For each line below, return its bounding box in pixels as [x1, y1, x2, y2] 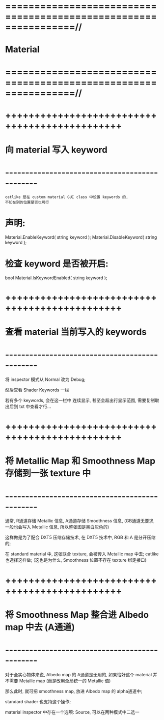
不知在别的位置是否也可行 [5, 200, 49, 204]
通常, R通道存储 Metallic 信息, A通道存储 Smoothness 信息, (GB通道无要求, [5, 518, 155, 524]
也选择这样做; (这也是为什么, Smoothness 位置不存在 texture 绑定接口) [5, 557, 147, 563]
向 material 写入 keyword [5, 144, 108, 155]
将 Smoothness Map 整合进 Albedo [5, 609, 149, 620]
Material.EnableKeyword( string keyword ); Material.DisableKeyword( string [5, 234, 157, 240]
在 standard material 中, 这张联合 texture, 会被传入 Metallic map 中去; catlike [5, 551, 159, 557]
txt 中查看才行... [19, 403, 52, 409]
